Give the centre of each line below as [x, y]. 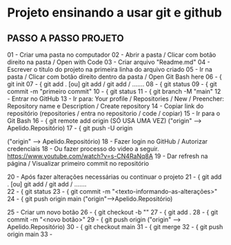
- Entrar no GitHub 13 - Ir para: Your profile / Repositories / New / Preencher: [115, 99]
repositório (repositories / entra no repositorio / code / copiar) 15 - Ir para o [114, 113]
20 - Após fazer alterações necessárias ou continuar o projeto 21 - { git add [114, 177]
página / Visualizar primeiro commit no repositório [78, 163]
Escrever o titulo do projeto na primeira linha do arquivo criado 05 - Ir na [110, 69]
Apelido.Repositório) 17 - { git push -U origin [70, 128]
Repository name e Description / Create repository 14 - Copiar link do [106, 106]
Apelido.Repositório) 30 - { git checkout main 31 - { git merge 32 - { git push [115, 227]
